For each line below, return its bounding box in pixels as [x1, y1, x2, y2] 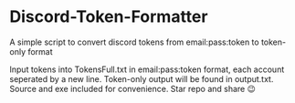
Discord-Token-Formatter [9, 6, 208, 27]
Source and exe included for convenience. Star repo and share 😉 [9, 83, 256, 94]
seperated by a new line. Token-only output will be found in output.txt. [9, 73, 274, 84]
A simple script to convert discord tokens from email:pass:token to [9, 36, 259, 47]
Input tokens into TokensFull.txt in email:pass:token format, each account [9, 64, 285, 75]
